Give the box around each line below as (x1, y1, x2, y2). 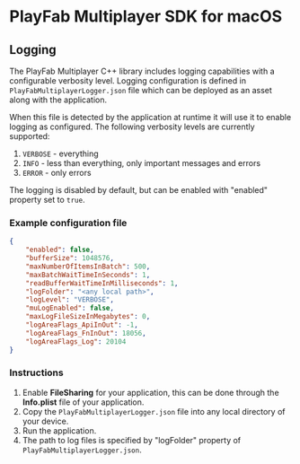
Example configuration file (9, 216, 128, 229)
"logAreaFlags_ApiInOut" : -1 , (25, 320, 139, 329)
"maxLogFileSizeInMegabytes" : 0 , (25, 312, 151, 321)
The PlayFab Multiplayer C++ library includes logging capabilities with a (9, 66, 275, 76)
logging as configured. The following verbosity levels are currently (9, 121, 255, 132)
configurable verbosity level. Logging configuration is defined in (9, 75, 247, 86)
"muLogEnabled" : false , (25, 303, 115, 313)
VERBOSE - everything (22, 148, 99, 159)
